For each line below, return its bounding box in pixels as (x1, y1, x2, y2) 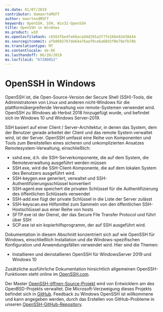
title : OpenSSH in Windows (5, 25, 60, 30)
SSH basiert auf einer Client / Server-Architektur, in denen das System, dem (5, 125, 157, 130)
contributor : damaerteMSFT (5, 12, 60, 17)
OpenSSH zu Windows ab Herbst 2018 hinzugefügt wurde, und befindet (5, 110, 150, 116)
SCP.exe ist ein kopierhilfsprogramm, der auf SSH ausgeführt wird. (12, 222, 146, 228)
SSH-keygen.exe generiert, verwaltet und (12, 175, 96, 181)
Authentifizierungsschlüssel (12, 181, 68, 187)
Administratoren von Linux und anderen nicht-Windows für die (5, 100, 130, 105)
